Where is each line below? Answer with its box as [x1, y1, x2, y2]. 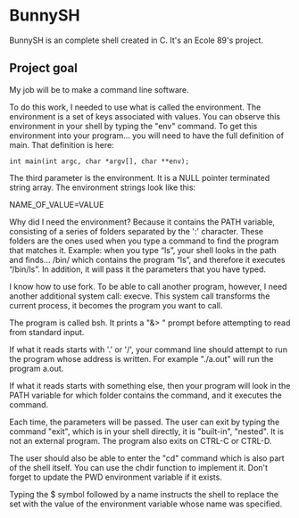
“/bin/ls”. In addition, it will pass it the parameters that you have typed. [9, 264, 266, 275]
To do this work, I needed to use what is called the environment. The [9, 102, 262, 112]
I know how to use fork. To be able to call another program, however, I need [9, 281, 287, 292]
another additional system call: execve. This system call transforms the [9, 291, 270, 301]
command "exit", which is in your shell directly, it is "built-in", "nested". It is [9, 425, 284, 437]
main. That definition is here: [9, 139, 114, 150]
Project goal [9, 61, 78, 76]
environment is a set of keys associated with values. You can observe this [9, 111, 281, 121]
